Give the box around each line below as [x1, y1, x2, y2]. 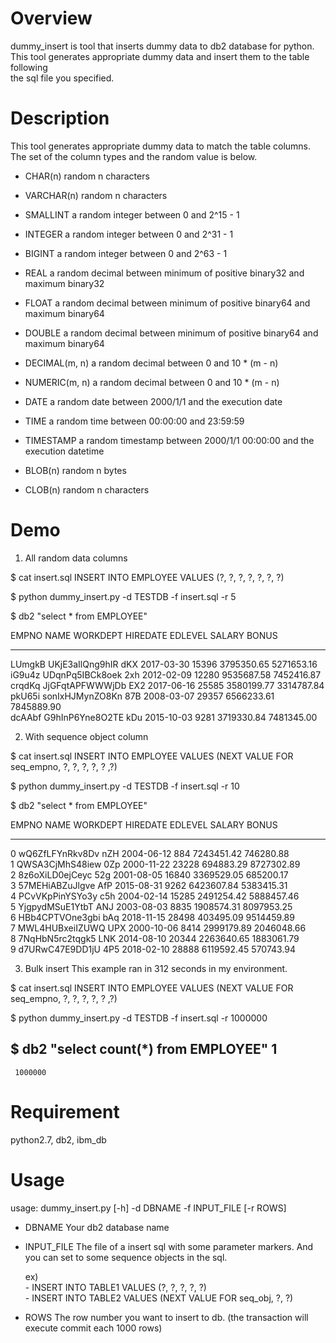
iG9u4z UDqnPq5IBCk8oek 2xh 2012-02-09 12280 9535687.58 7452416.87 [10, 668, 322, 681]
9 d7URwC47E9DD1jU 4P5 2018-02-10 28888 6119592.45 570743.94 [10, 943, 297, 955]
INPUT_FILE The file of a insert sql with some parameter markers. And [24, 1240, 314, 1252]
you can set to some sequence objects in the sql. [24, 1251, 228, 1263]
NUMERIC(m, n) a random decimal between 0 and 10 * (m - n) [24, 376, 280, 388]
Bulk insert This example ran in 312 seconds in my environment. [24, 962, 288, 974]
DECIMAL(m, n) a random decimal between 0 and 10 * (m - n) [24, 357, 279, 369]
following [10, 61, 48, 73]
